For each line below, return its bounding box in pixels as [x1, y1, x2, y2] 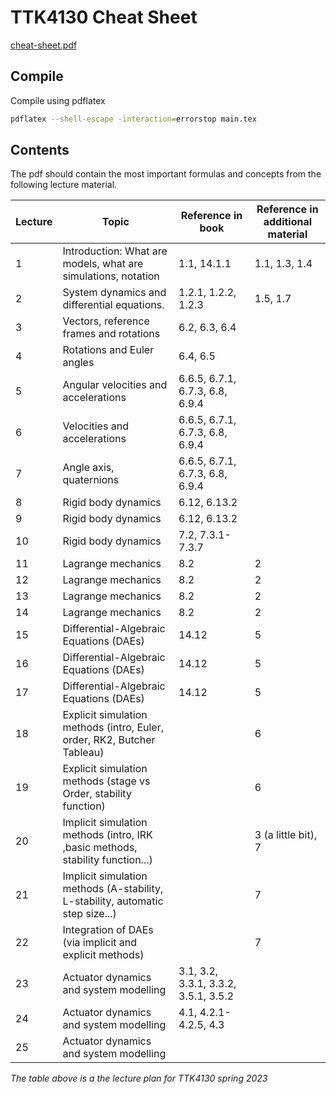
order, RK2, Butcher [62, 733, 156, 747]
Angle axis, [62, 461, 115, 475]
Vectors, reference [62, 314, 150, 328]
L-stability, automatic [62, 894, 164, 908]
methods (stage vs [62, 774, 151, 788]
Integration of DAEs [62, 923, 154, 937]
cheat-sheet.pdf [10, 39, 78, 51]
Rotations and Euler [62, 343, 155, 357]
